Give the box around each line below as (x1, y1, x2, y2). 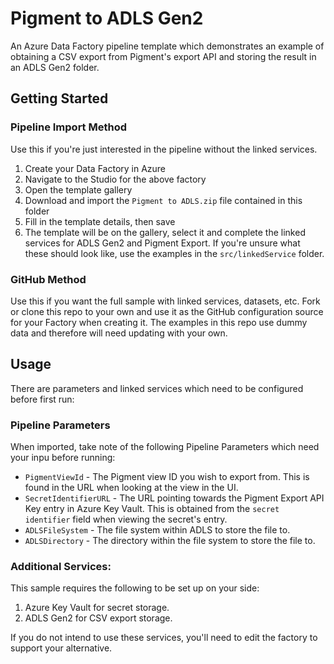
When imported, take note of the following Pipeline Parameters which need (10, 441, 320, 453)
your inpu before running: (10, 452, 116, 464)
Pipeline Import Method (10, 120, 128, 134)
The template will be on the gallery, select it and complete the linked (24, 226, 306, 238)
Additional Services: (10, 559, 112, 573)
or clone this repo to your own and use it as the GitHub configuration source (10, 305, 324, 317)
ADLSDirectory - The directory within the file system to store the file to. (24, 535, 316, 547)
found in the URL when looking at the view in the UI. (24, 482, 239, 494)
